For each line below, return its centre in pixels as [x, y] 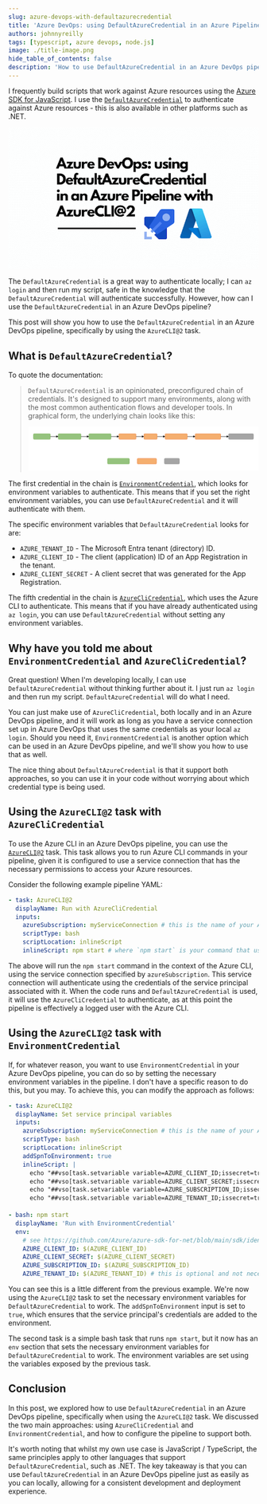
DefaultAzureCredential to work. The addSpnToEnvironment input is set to [127, 1306]
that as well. [28, 754]
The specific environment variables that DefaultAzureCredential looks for [128, 524]
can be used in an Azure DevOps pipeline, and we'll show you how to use [128, 746]
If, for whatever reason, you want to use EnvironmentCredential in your [124, 1065]
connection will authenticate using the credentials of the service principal [128, 982]
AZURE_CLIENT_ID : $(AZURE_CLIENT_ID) [85, 1249]
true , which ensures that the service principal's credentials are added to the [133, 1314]
